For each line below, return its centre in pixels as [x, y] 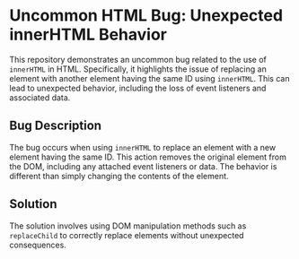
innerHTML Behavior [88, 35]
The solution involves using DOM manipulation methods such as [128, 226]
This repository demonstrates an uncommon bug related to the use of [138, 59]
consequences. [38, 245]
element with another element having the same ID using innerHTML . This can [149, 78]
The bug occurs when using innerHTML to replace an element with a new [143, 147]
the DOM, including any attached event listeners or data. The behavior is [143, 166]
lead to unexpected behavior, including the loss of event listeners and [138, 88]
